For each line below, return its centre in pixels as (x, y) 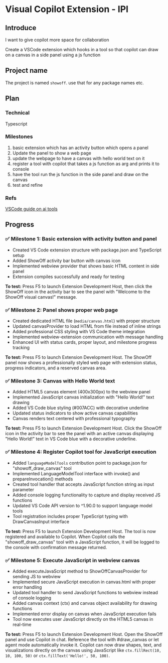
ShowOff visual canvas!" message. (41, 297)
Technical (18, 113)
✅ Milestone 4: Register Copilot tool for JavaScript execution (81, 452)
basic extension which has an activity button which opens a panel (80, 148)
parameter (23, 489)
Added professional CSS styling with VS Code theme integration (79, 332)
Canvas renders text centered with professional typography (74, 419)
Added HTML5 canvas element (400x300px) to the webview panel (81, 392)
